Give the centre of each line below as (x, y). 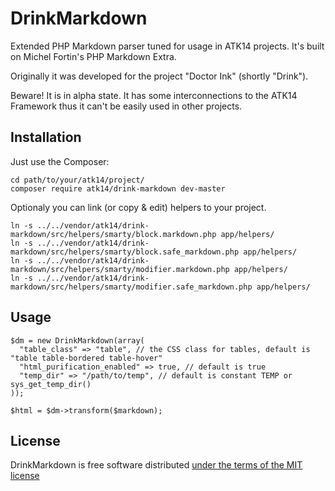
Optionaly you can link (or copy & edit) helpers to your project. (138, 207)
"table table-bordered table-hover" (86, 358)
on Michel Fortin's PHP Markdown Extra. (93, 56)
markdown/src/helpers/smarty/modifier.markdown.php (120, 269)
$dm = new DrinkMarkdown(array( (77, 340)
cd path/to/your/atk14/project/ (77, 180)
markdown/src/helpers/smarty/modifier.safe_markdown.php (131, 287)
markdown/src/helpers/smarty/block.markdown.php (113, 234)
